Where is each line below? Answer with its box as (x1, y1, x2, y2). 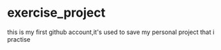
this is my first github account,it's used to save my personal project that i (7, 28, 215, 36)
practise (7, 35, 31, 43)
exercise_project (7, 5, 106, 21)
